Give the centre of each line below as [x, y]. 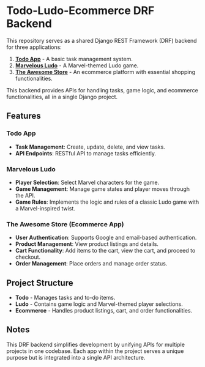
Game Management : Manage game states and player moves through [102, 189]
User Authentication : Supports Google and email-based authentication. [106, 238]
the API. [25, 195]
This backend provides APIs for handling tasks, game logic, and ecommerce [102, 90]
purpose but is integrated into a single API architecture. [76, 357]
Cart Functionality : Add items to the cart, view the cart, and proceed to [105, 251]
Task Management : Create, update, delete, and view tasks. [90, 147]
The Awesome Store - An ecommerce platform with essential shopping [105, 72]
